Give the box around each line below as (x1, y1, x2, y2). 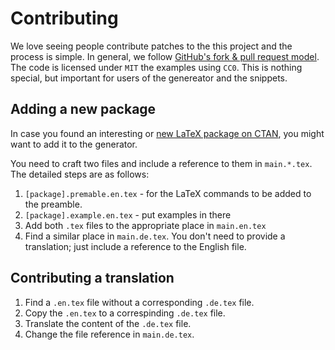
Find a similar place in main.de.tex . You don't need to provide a (24, 230, 286, 242)
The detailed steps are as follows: (10, 168, 150, 180)
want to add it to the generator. (10, 138, 138, 150)
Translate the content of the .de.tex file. (24, 317, 192, 329)
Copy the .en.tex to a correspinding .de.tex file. (24, 307, 226, 319)
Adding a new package (10, 101, 157, 118)
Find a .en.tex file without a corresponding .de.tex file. (24, 296, 255, 308)
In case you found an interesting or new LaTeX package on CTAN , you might (10, 127, 325, 139)
